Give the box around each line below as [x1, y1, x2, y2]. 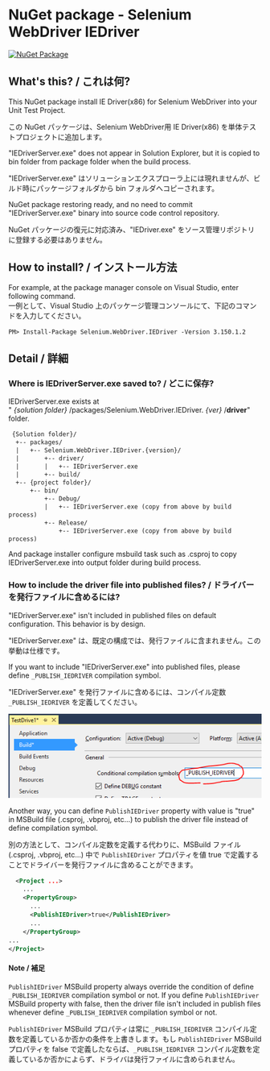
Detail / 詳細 [8, 351, 69, 365]
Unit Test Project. [8, 105, 66, 114]
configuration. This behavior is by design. [8, 619, 146, 629]
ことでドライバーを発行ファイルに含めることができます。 [8, 860, 198, 870]
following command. [8, 291, 76, 301]
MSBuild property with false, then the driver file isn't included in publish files [8, 998, 261, 1008]
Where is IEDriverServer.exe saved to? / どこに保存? [8, 377, 215, 388]
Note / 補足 [8, 963, 46, 973]
